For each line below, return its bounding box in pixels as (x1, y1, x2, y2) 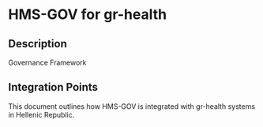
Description (8, 37, 67, 50)
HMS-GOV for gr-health (8, 6, 167, 24)
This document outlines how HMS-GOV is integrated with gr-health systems (8, 101, 255, 111)
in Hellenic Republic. (8, 110, 75, 119)
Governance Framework (8, 58, 87, 67)
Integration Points (8, 80, 99, 94)
